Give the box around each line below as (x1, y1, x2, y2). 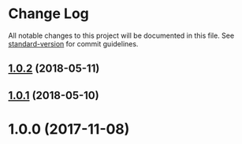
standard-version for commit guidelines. (8, 39, 139, 48)
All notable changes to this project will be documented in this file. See (8, 31, 235, 40)
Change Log (8, 5, 89, 23)
